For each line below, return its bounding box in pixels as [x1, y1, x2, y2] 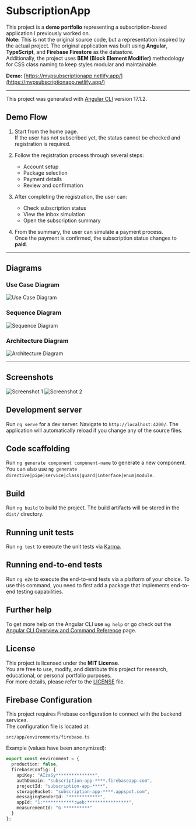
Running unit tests [6, 527, 74, 537]
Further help [6, 605, 52, 615]
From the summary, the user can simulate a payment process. [14, 228, 163, 235]
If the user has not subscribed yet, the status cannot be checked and [14, 134, 181, 141]
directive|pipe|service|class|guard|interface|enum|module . [6, 472, 154, 479]
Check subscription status [23, 204, 86, 212]
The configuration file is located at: [6, 723, 90, 730]
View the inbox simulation [23, 210, 86, 217]
